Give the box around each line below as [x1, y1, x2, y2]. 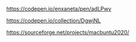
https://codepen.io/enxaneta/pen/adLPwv [6, 5, 112, 12]
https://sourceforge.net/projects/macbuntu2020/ [6, 29, 130, 36]
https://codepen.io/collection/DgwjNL [6, 17, 101, 24]
